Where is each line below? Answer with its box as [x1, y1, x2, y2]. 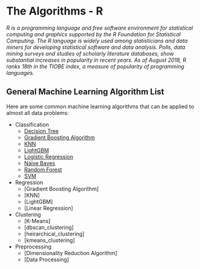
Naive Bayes [24, 159, 56, 167]
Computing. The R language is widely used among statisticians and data [6, 37, 188, 44]
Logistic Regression [24, 153, 74, 160]
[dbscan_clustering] [24, 224, 74, 231]
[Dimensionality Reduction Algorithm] [24, 249, 118, 256]
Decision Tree [24, 127, 59, 134]
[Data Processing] [24, 256, 69, 263]
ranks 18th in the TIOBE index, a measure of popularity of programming [6, 62, 184, 70]
